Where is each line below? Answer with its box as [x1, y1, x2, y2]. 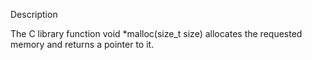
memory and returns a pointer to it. [10, 39, 155, 50]
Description [10, 9, 58, 20]
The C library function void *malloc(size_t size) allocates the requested [10, 28, 303, 39]
